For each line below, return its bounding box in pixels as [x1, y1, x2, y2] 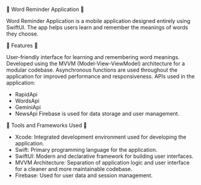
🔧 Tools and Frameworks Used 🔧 [6, 122, 87, 129]
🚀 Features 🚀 [6, 42, 38, 49]
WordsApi [14, 97, 40, 104]
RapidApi [14, 91, 38, 98]
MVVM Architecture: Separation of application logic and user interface [14, 159, 190, 166]
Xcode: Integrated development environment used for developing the [14, 133, 187, 140]
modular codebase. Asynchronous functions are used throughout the [6, 66, 178, 74]
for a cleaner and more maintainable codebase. [14, 166, 132, 172]
